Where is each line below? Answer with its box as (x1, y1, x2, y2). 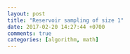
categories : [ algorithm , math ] (7, 36, 99, 43)
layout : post (7, 10, 46, 18)
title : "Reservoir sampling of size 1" (7, 17, 124, 24)
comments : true (7, 29, 52, 37)
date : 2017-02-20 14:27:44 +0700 (7, 23, 105, 30)
